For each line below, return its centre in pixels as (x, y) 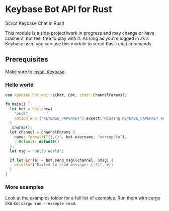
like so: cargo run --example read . (41, 203)
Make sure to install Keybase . (36, 72)
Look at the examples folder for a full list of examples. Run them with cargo (83, 198)
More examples (25, 187)
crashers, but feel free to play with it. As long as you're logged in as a (77, 38)
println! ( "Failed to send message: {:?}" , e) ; (64, 165)
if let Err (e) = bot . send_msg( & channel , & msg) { (62, 160)
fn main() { (18, 104)
